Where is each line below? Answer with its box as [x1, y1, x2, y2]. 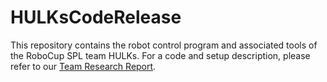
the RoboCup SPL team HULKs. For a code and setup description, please [10, 49, 311, 61]
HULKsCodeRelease [10, 6, 182, 29]
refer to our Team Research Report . [10, 60, 157, 72]
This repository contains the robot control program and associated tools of [10, 39, 318, 51]
